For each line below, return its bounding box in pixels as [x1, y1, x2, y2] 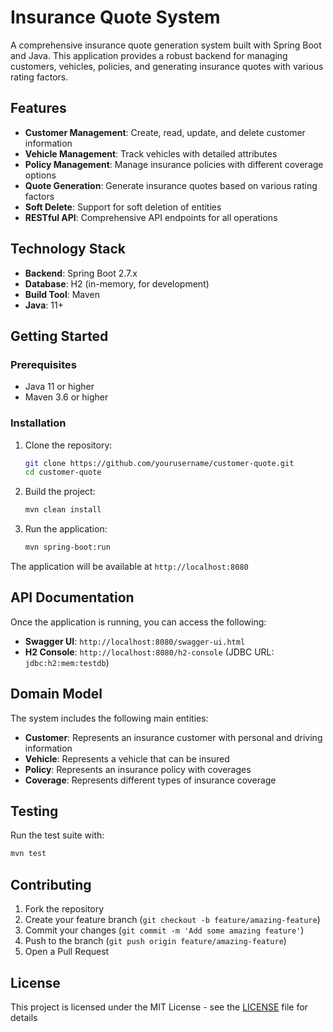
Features [10, 100, 67, 117]
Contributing [10, 876, 92, 893]
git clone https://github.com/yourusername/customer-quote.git [24, 458, 295, 468]
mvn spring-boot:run [24, 542, 111, 553]
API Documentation [10, 589, 135, 606]
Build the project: [24, 486, 96, 498]
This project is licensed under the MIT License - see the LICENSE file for [10, 1001, 308, 1013]
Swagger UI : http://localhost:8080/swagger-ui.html [24, 635, 246, 647]
